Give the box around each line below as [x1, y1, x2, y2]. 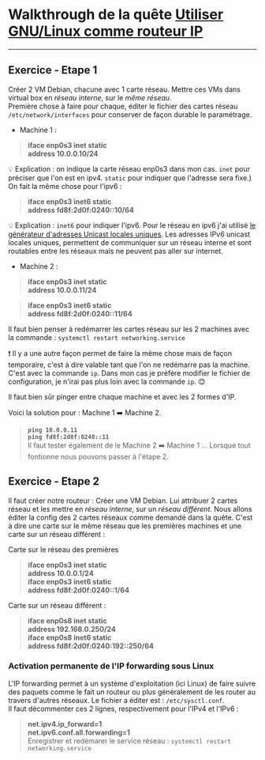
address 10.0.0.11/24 [27, 285, 97, 294]
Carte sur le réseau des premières [8, 544, 119, 554]
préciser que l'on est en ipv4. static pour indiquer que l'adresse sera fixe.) [8, 172, 252, 183]
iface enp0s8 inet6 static [27, 633, 112, 642]
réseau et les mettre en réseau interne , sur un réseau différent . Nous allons [8, 504, 252, 513]
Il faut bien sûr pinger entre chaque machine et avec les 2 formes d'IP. [8, 391, 237, 401]
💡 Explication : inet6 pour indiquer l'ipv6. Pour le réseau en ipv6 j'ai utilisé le [8, 220, 256, 230]
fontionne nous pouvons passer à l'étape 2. [27, 452, 170, 461]
